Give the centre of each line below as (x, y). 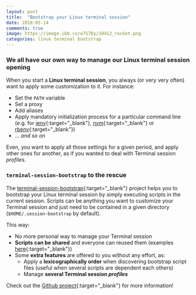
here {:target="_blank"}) (43, 249)
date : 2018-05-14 (27, 23)
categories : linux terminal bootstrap (54, 39)
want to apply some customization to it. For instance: (70, 86)
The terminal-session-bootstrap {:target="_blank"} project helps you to (92, 188)
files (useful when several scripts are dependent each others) (98, 268)
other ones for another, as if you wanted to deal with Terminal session (91, 153)
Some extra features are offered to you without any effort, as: (90, 255)
